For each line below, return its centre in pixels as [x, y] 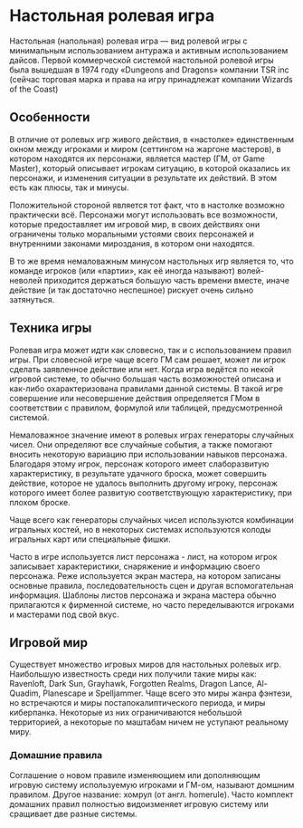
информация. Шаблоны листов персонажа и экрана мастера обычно [143, 595]
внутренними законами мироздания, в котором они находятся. [132, 243]
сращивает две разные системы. [73, 814]
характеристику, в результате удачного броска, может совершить [138, 473]
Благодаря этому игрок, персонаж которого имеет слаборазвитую [139, 464]
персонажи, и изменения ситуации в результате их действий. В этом [143, 178]
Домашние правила [56, 756]
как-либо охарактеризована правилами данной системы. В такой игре [146, 388]
